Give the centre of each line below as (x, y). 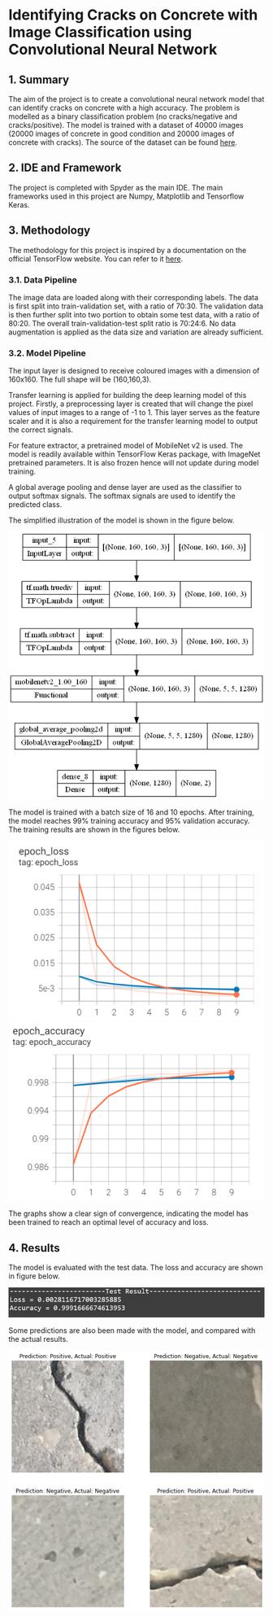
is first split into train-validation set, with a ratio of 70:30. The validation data (136, 306)
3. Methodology (50, 231)
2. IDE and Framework (65, 168)
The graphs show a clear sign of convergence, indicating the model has (129, 1213)
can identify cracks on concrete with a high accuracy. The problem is (124, 108)
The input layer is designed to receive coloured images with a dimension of (134, 371)
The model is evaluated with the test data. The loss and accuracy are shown (136, 1267)
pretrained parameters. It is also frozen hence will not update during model (134, 463)
